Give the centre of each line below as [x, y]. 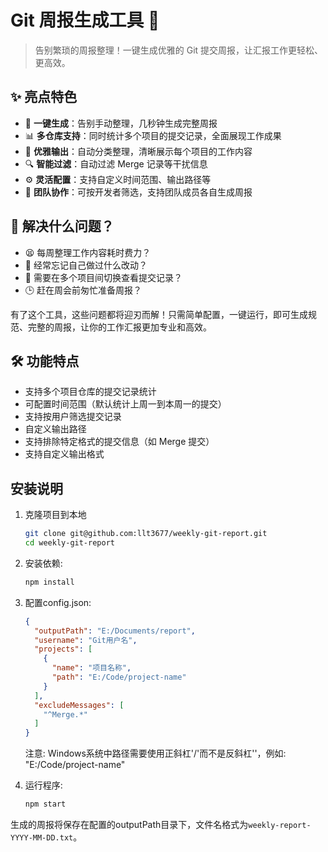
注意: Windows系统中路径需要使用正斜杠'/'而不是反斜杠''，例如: [155, 753]
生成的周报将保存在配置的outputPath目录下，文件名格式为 [129, 825]
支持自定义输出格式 [64, 454]
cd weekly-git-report [69, 543]
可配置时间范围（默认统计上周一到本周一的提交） [125, 404]
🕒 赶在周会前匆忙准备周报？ [83, 290]
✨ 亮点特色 [44, 97]
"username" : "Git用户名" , [86, 640]
